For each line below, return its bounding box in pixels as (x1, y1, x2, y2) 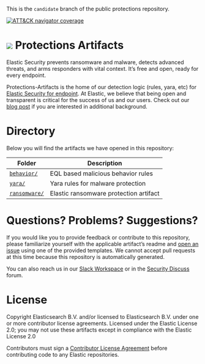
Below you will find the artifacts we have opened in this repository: (6, 144, 174, 151)
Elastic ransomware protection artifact (50, 189, 160, 197)
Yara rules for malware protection (50, 179, 146, 187)
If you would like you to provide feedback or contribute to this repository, (6, 233, 190, 241)
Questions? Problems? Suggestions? (6, 214, 198, 228)
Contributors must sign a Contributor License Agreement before (6, 344, 168, 352)
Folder (17, 159, 37, 167)
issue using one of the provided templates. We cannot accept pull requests (6, 247, 196, 254)
